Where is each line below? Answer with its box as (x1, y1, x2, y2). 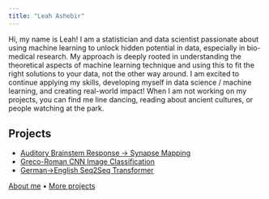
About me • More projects (8, 181, 96, 191)
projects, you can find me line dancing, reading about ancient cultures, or (8, 94, 254, 104)
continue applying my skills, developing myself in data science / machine (8, 77, 253, 87)
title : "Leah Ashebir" (8, 11, 85, 20)
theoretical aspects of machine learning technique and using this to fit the (8, 60, 255, 70)
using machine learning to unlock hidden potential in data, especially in (8, 42, 246, 53)
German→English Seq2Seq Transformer (19, 166, 154, 175)
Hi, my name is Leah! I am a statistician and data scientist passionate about (8, 34, 259, 44)
